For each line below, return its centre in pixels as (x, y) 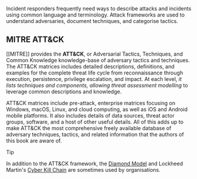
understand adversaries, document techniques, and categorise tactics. (92, 21)
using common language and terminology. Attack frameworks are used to (95, 15)
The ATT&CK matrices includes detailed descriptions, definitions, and (91, 66)
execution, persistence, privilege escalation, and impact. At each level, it (94, 79)
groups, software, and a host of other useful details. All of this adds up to (95, 122)
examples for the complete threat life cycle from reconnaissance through (95, 73)
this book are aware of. (34, 141)
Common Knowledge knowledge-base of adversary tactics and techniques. (98, 60)
